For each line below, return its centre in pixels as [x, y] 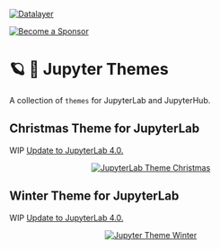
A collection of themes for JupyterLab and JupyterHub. [110, 100]
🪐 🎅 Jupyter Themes [89, 70]
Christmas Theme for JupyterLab [105, 129]
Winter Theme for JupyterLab [94, 196]
